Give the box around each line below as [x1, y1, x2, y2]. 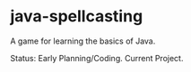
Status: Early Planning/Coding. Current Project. [10, 52, 184, 63]
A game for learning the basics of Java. [10, 36, 156, 46]
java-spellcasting [10, 6, 143, 27]
